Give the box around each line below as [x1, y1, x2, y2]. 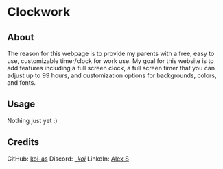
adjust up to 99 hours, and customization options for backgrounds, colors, [7, 71, 218, 79]
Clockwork [7, 4, 71, 20]
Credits [7, 136, 40, 148]
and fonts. [7, 79, 36, 86]
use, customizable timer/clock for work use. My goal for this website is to [7, 57, 214, 65]
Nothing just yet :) [7, 116, 58, 125]
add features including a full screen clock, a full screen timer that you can [7, 64, 215, 72]
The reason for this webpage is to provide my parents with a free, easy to [7, 49, 215, 57]
